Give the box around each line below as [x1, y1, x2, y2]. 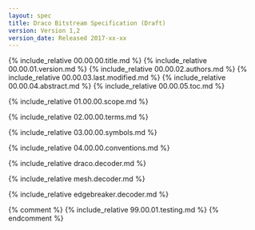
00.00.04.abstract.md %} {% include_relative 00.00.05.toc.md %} [8, 81, 225, 91]
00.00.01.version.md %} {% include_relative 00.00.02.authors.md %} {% [8, 65, 248, 74]
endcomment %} [8, 213, 64, 224]
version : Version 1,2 [8, 26, 81, 34]
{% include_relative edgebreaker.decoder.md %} [8, 189, 169, 200]
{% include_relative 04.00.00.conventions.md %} [8, 143, 170, 153]
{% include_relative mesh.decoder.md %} [8, 174, 145, 184]
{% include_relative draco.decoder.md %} [8, 159, 146, 169]
